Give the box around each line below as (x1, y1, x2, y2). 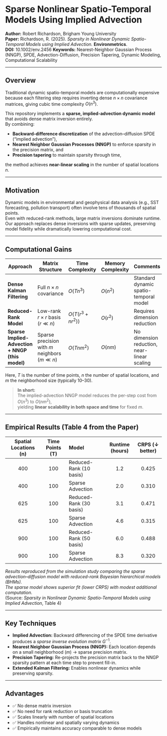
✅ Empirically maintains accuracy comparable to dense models (12, 725, 142, 731)
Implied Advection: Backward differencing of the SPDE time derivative (12, 632, 158, 638)
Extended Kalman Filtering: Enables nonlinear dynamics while (12, 665, 141, 671)
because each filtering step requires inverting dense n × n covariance (5, 95, 148, 101)
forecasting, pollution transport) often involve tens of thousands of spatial (5, 205, 156, 211)
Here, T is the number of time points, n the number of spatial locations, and (5, 372, 159, 378)
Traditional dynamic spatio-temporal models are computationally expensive (5, 89, 160, 95)
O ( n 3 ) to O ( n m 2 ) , (17, 398, 52, 405)
